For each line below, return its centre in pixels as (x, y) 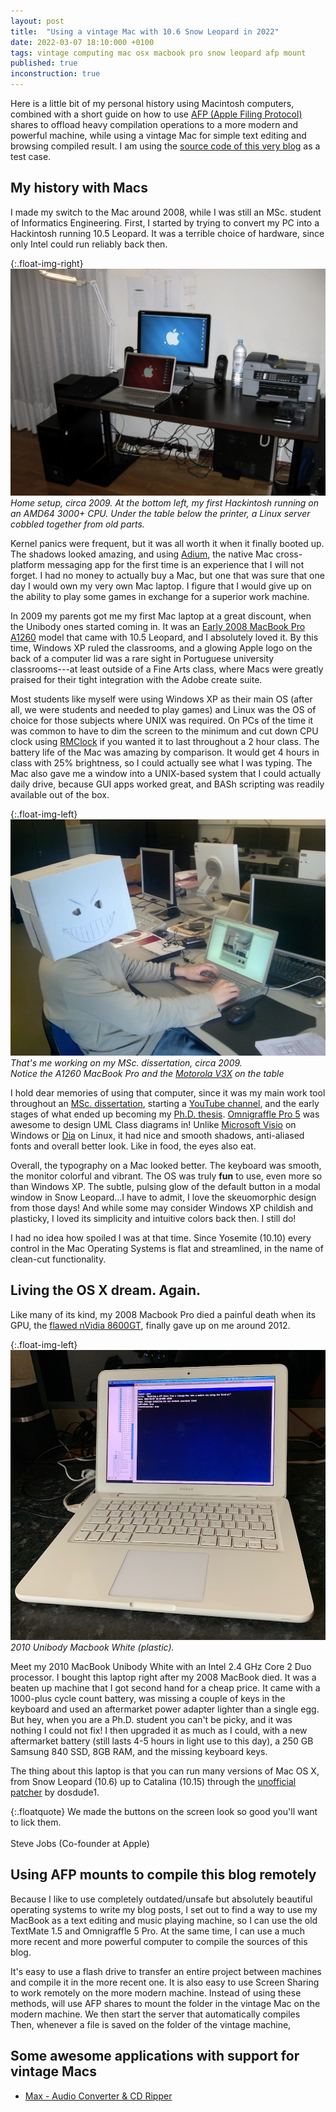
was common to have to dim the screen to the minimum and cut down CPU (164, 731)
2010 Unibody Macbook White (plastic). (92, 1647)
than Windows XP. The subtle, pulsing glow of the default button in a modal (165, 1187)
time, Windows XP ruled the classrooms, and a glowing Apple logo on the (161, 648)
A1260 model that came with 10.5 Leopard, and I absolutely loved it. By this (164, 637)
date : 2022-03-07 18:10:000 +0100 (82, 42)
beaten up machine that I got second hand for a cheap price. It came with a (165, 1688)
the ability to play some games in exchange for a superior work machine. (160, 597)
